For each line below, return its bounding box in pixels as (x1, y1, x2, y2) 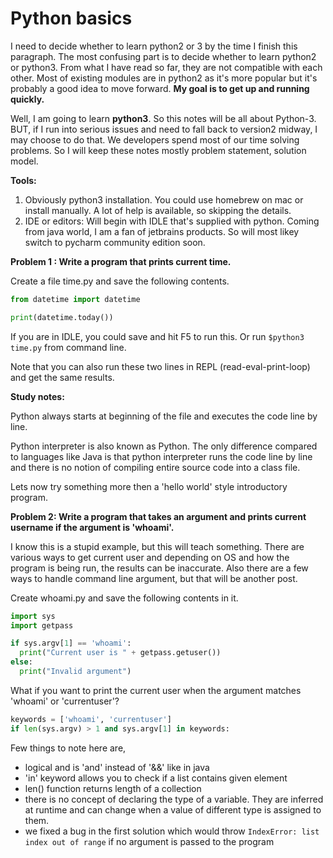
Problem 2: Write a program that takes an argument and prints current (10, 510, 307, 522)
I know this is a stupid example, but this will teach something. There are (10, 540, 305, 552)
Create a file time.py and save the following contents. (10, 275, 230, 287)
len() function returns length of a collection (24, 782, 202, 794)
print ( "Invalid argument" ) (19, 667, 132, 677)
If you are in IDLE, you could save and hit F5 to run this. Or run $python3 (10, 330, 305, 342)
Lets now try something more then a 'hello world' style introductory (10, 480, 288, 492)
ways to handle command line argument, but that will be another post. (10, 572, 298, 584)
